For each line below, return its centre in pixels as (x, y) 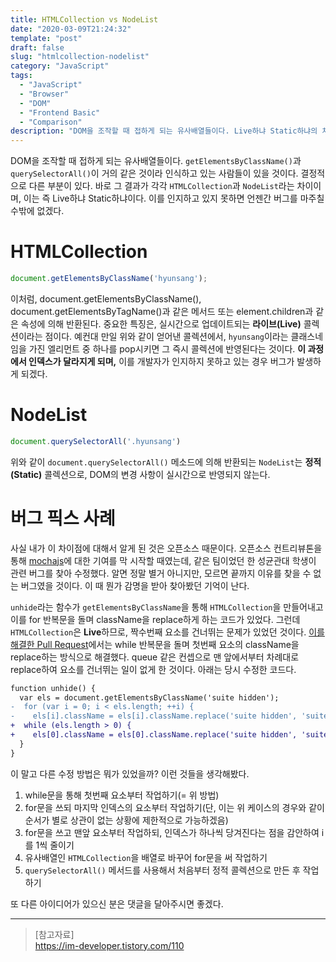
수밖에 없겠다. (37, 211)
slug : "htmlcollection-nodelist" (80, 57)
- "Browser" (44, 94)
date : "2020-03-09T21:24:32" (71, 29)
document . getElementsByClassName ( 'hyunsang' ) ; (109, 279)
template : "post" (46, 38)
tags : (21, 76)
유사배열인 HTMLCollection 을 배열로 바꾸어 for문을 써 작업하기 (146, 857)
